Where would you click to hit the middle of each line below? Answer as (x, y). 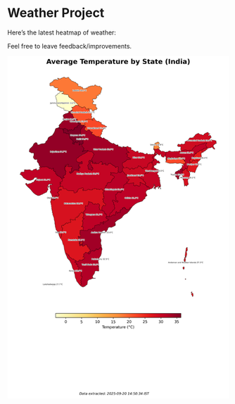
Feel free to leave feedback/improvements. (70, 46)
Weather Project (56, 13)
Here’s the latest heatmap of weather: (62, 32)
